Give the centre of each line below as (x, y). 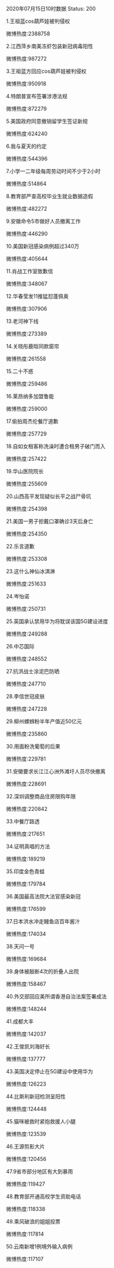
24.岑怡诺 (18, 596)
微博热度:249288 (27, 634)
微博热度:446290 (27, 234)
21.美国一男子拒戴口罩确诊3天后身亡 (50, 521)
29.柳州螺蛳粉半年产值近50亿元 (44, 721)
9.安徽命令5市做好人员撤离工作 (43, 221)
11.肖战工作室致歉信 (30, 271)
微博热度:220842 (27, 809)
